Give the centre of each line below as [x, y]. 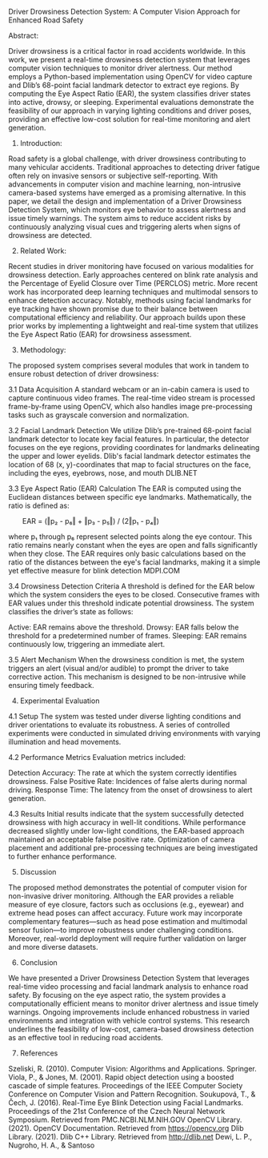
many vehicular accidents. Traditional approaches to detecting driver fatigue [134, 167]
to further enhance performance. [63, 856]
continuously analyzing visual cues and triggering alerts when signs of [124, 227]
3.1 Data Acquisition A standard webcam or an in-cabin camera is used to [129, 389]
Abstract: [23, 36]
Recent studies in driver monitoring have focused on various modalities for [131, 266]
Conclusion [38, 963]
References [39, 1053]
